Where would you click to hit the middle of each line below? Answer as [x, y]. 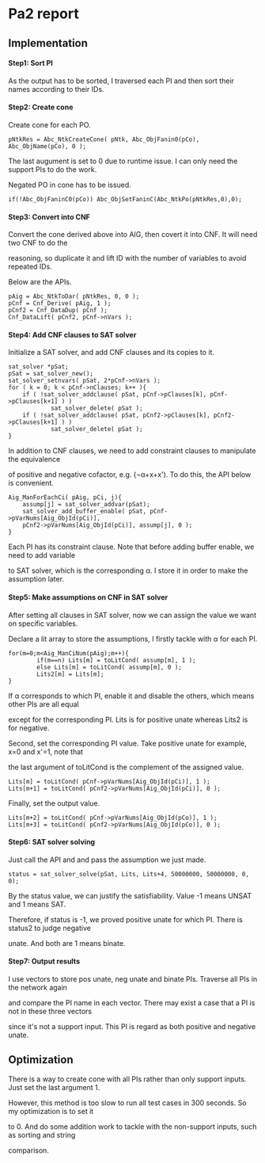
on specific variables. [43, 623]
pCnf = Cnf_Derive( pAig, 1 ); [60, 303]
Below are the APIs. [40, 282]
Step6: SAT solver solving [52, 842]
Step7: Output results [44, 961]
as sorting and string [42, 1134]
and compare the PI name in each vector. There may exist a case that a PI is [132, 1003]
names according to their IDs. [56, 89]
